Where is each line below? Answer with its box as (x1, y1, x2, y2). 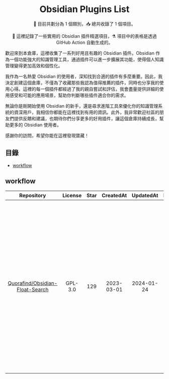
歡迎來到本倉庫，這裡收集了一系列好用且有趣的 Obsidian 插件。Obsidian (5, 50, 155, 56)
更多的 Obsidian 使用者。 (9, 122, 62, 128)
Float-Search (17, 286, 49, 293)
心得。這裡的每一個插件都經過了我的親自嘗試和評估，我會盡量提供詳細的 (9, 86, 159, 92)
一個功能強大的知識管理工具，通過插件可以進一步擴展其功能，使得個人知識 (9, 56, 164, 62)
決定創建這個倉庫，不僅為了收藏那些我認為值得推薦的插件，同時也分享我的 (5, 80, 159, 86)
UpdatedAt (131, 192, 158, 199)
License (62, 192, 82, 199)
